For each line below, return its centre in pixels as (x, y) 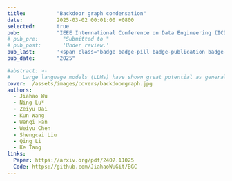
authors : (20, 90)
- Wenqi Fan (31, 122)
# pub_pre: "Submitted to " (58, 39)
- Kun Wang (29, 116)
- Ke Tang (27, 148)
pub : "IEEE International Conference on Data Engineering (109, 33)
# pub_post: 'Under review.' (58, 45)
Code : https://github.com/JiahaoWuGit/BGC (75, 167)
